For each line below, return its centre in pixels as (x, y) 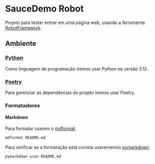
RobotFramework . (23, 27)
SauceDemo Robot (44, 9)
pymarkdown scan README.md (33, 156)
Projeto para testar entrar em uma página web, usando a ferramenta (75, 22)
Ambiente (21, 44)
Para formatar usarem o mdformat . (41, 128)
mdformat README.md (25, 138)
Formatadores (23, 105)
